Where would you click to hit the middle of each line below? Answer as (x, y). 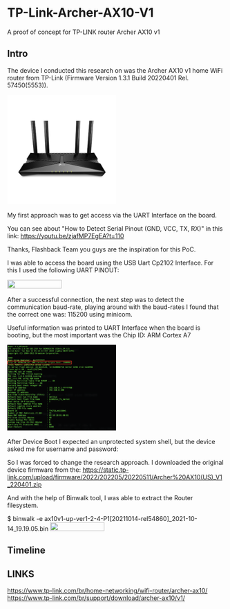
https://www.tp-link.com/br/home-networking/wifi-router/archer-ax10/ (107, 591)
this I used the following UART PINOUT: (63, 270)
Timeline (27, 550)
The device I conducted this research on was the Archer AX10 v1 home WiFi (115, 70)
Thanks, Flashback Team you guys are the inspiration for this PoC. (102, 249)
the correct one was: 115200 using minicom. (70, 314)
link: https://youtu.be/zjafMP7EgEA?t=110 (66, 236)
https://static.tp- (106, 470)
